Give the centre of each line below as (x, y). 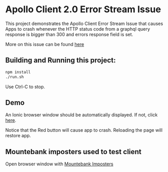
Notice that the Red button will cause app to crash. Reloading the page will (84, 130)
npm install (18, 72)
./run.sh (15, 77)
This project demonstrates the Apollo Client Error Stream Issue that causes (84, 23)
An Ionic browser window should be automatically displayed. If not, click (81, 115)
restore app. (18, 136)
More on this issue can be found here (45, 44)
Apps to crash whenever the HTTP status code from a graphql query (78, 29)
